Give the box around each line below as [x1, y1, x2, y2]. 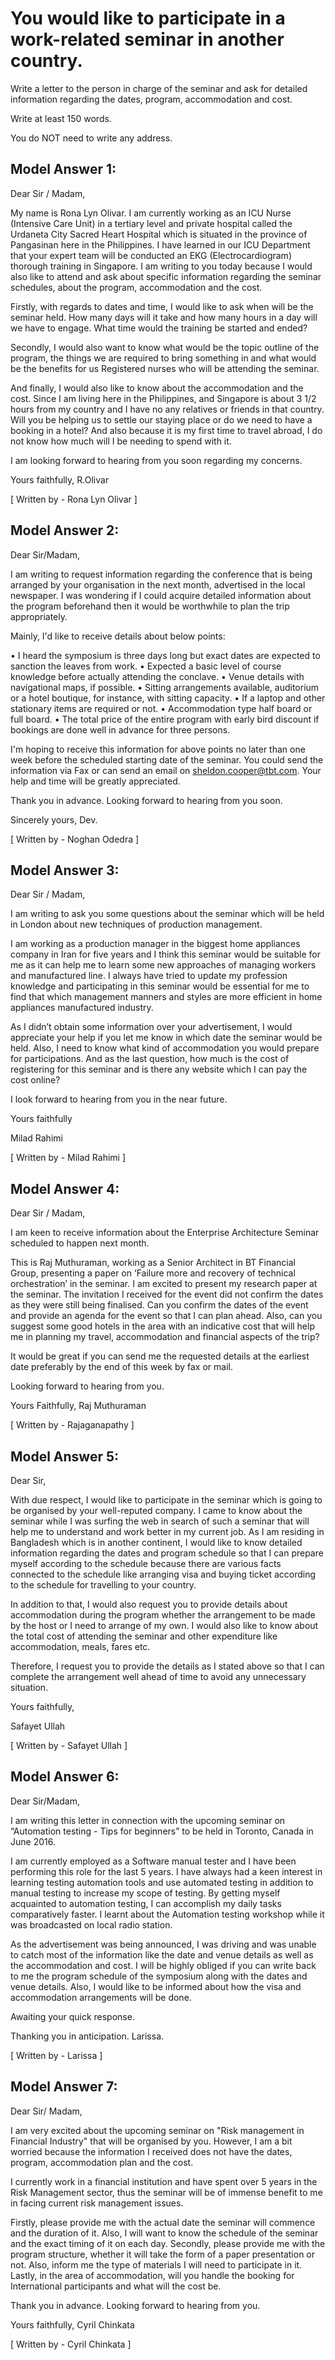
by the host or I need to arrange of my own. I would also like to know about [10, 1620, 319, 1631]
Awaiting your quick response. [10, 2010, 135, 2022]
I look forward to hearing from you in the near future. [10, 1093, 228, 1106]
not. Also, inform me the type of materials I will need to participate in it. [10, 2258, 303, 2271]
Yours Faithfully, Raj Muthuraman [10, 1400, 147, 1412]
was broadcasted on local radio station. [10, 1918, 173, 1931]
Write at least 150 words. [10, 112, 112, 124]
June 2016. [10, 1835, 56, 1847]
